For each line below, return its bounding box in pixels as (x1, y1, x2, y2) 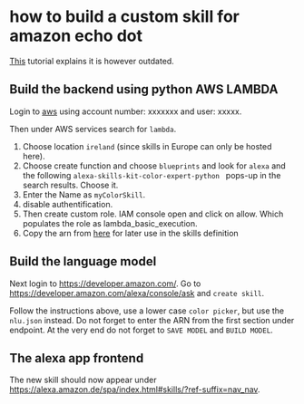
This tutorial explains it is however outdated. (9, 55, 174, 66)
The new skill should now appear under (9, 374, 157, 386)
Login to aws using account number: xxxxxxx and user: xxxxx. (9, 106, 242, 117)
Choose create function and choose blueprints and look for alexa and (22, 160, 286, 171)
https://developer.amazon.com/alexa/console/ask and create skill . (9, 287, 265, 298)
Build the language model (9, 254, 157, 269)
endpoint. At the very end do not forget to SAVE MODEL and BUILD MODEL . (9, 324, 274, 335)
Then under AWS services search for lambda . (9, 123, 177, 134)
